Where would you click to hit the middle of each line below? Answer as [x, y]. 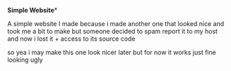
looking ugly [25, 60]
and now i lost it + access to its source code [71, 39]
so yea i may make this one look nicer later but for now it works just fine [112, 52]
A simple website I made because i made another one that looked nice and [116, 24]
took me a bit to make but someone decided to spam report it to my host [112, 31]
